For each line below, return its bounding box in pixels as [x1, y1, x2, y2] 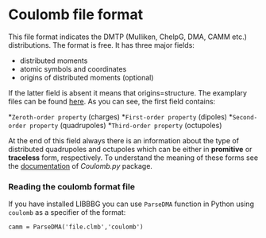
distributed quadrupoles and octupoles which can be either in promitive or [8, 144, 253, 154]
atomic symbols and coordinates [19, 64, 127, 73]
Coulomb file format [8, 6, 144, 24]
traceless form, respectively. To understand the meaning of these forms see [8, 153, 259, 162]
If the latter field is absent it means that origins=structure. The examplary [8, 88, 248, 97]
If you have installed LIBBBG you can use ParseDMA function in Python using [8, 199, 254, 209]
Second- [232, 113, 258, 121]
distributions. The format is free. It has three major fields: [8, 40, 195, 49]
